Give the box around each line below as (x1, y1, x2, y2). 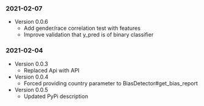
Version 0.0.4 (14, 73, 49, 80)
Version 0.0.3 (14, 60, 48, 68)
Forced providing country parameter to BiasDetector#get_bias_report (23, 79, 198, 87)
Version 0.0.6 (14, 18, 48, 26)
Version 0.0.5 (14, 86, 48, 93)
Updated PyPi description (23, 93, 89, 100)
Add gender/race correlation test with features (23, 24, 141, 32)
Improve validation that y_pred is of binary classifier (23, 31, 154, 38)
